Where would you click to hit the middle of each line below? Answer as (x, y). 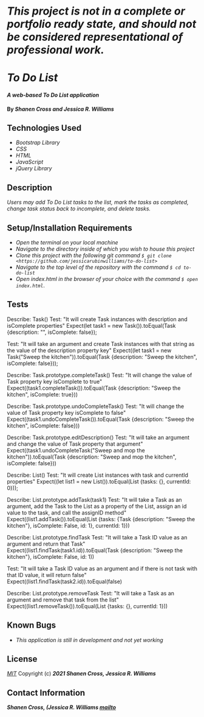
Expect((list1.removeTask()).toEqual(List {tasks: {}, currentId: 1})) (87, 606)
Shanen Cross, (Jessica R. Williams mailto (62, 707)
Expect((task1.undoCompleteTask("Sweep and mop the (76, 450)
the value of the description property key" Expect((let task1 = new (89, 350)
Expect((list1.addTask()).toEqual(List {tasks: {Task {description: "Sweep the (101, 519)
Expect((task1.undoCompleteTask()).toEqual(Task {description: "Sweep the (101, 419)
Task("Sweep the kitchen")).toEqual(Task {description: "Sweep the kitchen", (102, 356)
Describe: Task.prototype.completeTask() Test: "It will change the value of (100, 375)
